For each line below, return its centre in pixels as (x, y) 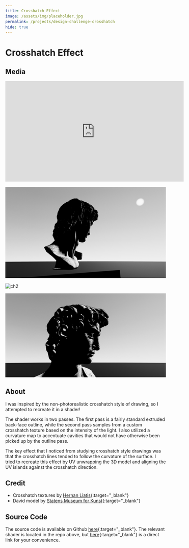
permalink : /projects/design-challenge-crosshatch (60, 21)
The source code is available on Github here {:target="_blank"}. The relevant (85, 529)
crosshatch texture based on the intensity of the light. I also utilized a (78, 430)
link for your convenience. (33, 540)
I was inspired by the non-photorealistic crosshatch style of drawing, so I (82, 404)
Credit (15, 483)
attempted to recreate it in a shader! (43, 409)
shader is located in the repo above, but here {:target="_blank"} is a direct (82, 535)
